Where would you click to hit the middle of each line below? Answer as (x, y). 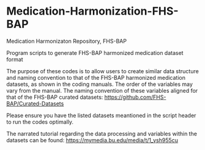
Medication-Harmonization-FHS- (92, 11)
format (15, 59)
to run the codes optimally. (40, 122)
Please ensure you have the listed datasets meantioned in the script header (101, 115)
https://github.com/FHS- (135, 97)
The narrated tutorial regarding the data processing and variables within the (102, 134)
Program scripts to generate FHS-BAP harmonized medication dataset (95, 52)
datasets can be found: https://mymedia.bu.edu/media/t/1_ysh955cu (92, 140)
